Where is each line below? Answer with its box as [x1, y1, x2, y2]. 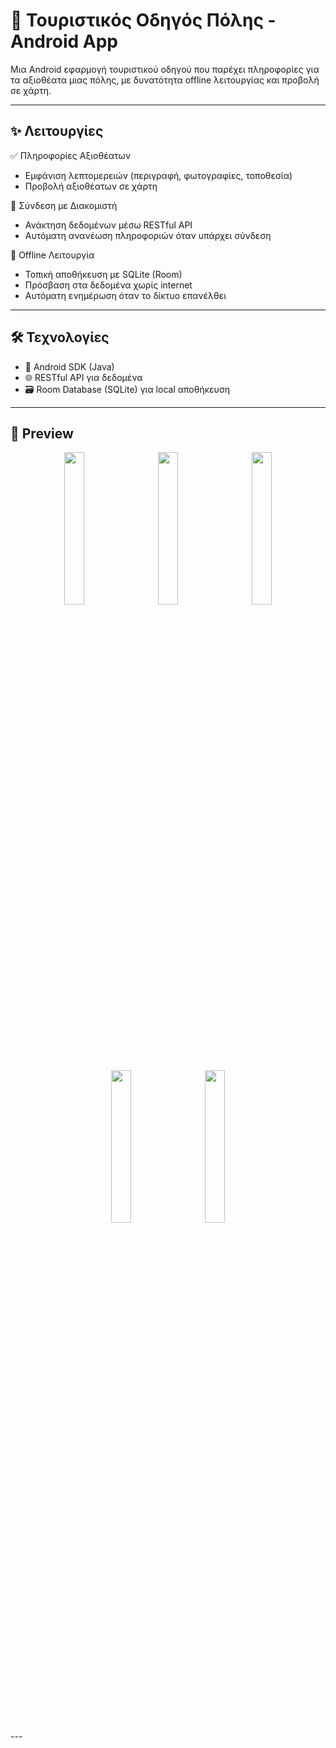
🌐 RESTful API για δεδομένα [24, 371, 143, 383]
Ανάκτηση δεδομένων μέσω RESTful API [24, 219, 193, 231]
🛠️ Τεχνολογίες [10, 329, 110, 346]
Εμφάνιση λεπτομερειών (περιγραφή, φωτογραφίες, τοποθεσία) [24, 169, 293, 181]
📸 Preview [10, 425, 74, 442]
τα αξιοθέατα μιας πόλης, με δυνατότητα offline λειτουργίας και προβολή [10, 74, 320, 86]
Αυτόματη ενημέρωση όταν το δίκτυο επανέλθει [24, 289, 227, 301]
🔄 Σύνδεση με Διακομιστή [10, 199, 118, 211]
